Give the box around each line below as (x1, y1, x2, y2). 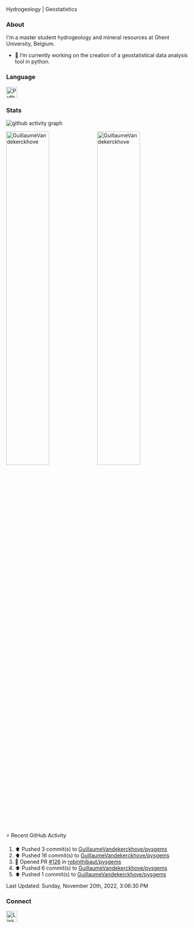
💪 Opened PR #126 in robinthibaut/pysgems (14, 858, 121, 865)
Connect (6, 897, 31, 905)
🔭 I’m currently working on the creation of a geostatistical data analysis (14, 52, 188, 59)
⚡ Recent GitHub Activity (6, 832, 67, 839)
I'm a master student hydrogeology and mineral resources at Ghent (6, 34, 170, 41)
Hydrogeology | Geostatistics (6, 6, 77, 12)
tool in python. (14, 58, 50, 65)
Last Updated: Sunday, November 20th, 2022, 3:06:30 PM (6, 882, 148, 889)
